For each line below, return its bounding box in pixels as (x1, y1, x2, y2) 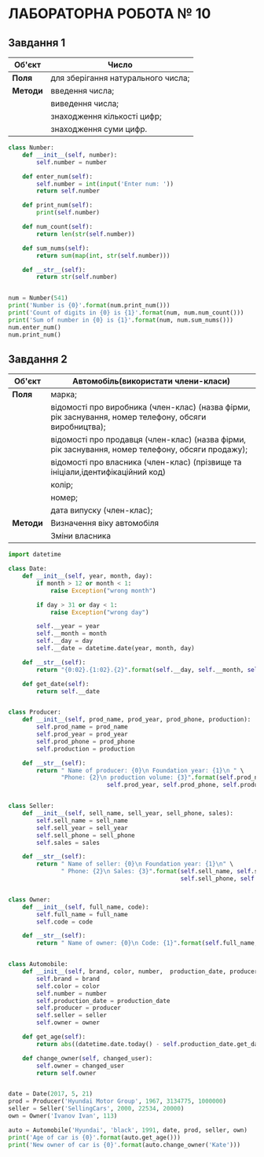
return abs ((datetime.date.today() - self (36, 1040, 178, 1048)
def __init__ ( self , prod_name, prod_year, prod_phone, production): (22, 716, 251, 724)
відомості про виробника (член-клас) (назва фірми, (50, 402, 251, 413)
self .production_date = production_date (36, 997, 170, 1005)
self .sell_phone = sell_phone (36, 831, 135, 839)
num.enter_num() (8, 323, 61, 331)
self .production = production (36, 744, 135, 753)
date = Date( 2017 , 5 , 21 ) (8, 1090, 93, 1098)
